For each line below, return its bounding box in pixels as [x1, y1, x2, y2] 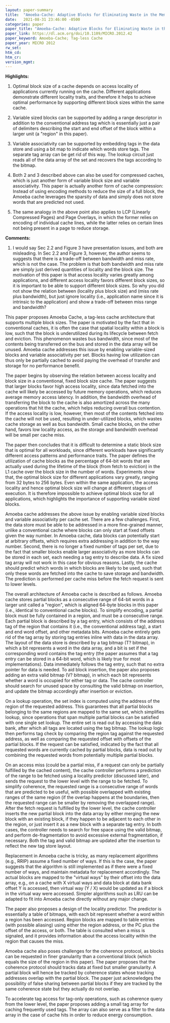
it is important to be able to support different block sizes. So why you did [12, 283, 164, 289]
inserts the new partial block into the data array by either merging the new [5, 811, 160, 817]
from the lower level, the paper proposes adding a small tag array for [5, 1001, 149, 1007]
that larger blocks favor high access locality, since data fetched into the [5, 383, 154, 389]
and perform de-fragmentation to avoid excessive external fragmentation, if [5, 832, 163, 839]
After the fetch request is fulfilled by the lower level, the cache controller [5, 805, 156, 811]
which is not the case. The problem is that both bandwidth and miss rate [12, 261, 163, 267]
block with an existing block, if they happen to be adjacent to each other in [5, 816, 161, 822]
